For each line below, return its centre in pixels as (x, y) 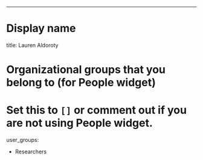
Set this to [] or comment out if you (97, 110)
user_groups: (23, 140)
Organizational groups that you (86, 70)
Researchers (31, 152)
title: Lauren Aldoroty (32, 45)
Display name (41, 28)
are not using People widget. (79, 123)
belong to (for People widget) (81, 83)
